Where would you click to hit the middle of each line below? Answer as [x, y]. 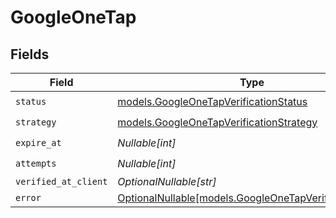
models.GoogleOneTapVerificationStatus [212, 101]
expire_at [38, 142]
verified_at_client [61, 181]
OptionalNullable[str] [167, 181]
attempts [36, 163]
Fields [30, 54]
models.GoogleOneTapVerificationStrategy [217, 122]
